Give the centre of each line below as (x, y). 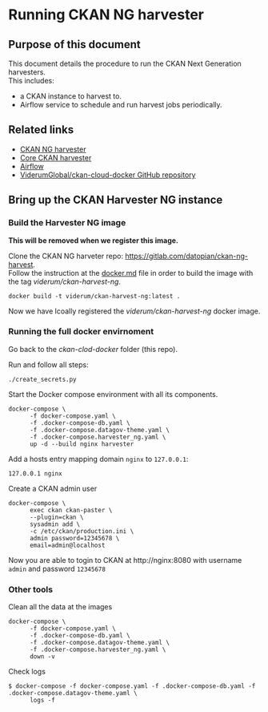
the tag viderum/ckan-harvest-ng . (65, 281)
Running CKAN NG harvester (106, 15)
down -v (42, 657)
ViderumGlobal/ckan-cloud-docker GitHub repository (108, 175)
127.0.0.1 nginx (35, 473)
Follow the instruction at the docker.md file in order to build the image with (131, 273)
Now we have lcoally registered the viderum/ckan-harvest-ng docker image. (134, 311)
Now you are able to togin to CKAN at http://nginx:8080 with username (125, 560)
